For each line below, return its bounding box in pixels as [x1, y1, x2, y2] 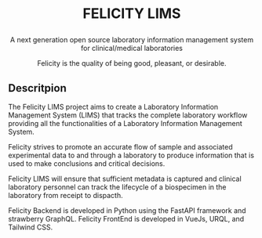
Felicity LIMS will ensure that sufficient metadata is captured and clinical [8, 174, 242, 183]
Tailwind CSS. [8, 222, 53, 232]
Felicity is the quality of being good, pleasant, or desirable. [37, 59, 227, 68]
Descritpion [8, 81, 67, 95]
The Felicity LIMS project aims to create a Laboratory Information [8, 103, 219, 111]
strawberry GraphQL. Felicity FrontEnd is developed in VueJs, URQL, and [8, 215, 245, 223]
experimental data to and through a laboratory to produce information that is [8, 150, 255, 160]
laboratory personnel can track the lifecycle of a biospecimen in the [8, 182, 227, 192]
